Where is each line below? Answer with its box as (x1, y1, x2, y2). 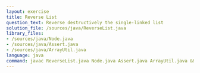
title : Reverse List (6, 14, 58, 20)
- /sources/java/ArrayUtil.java (6, 47, 86, 53)
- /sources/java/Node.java (6, 36, 73, 42)
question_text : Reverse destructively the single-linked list (6, 19, 164, 25)
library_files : (6, 31, 44, 36)
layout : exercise (6, 8, 49, 15)
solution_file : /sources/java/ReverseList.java (6, 25, 127, 31)
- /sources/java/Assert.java (6, 42, 79, 48)
